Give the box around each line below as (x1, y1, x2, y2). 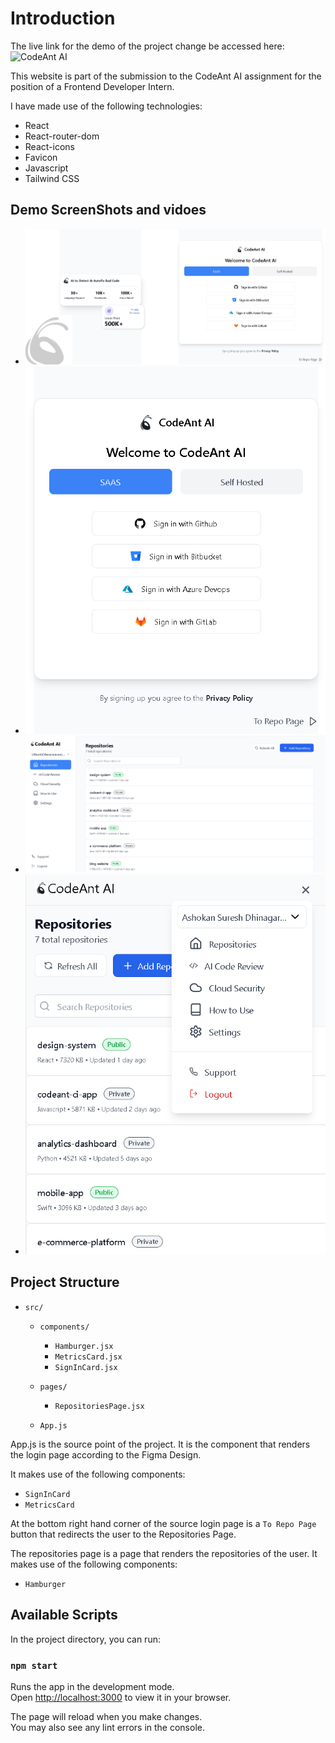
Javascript (24, 162, 69, 174)
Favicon (24, 151, 58, 163)
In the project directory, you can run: (10, 1633, 161, 1645)
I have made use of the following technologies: (10, 100, 203, 112)
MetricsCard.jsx (54, 1352, 123, 1362)
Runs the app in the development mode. (10, 1680, 175, 1692)
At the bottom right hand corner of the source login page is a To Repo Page (10, 1517, 317, 1529)
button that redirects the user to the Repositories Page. (10, 1528, 237, 1540)
